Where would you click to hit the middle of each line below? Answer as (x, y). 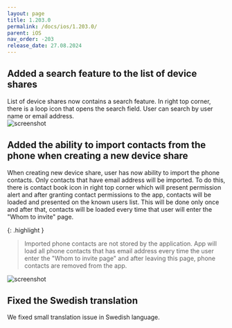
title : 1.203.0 (29, 20)
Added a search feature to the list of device (102, 74)
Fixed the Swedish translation (73, 301)
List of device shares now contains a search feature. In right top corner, (109, 101)
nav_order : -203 (30, 39)
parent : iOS (24, 33)
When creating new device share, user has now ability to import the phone (114, 172)
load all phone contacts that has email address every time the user (119, 250)
